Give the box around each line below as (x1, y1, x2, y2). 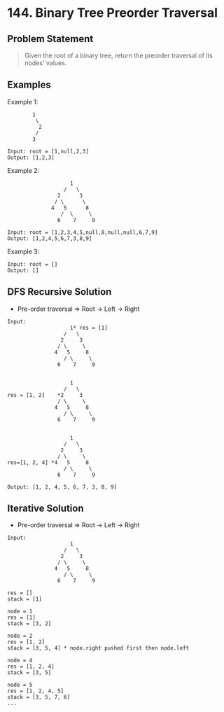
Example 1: (7, 97, 38, 106)
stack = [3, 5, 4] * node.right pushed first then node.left (7, 645, 190, 652)
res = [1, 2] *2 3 (7, 391, 83, 398)
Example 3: (7, 247, 40, 256)
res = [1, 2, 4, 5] (7, 687, 64, 694)
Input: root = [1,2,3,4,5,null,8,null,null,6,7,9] (7, 229, 158, 236)
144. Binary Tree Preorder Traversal (7, 5, 218, 21)
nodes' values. (24, 59, 67, 67)
